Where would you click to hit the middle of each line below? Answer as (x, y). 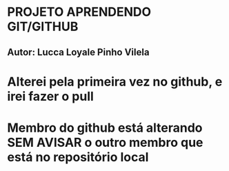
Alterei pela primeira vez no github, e (115, 82)
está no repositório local (78, 157)
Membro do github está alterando (105, 128)
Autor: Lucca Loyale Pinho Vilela (78, 52)
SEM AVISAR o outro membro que (105, 142)
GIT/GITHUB (43, 27)
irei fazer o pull (51, 96)
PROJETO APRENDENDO (79, 12)
